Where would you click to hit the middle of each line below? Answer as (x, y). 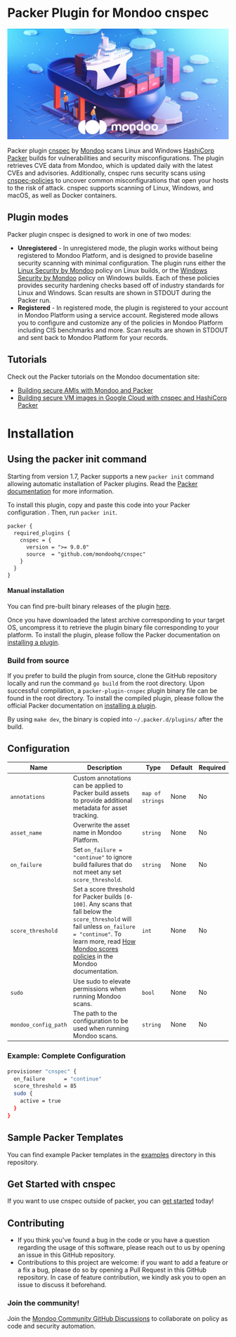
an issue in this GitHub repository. (66, 1255)
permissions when (99, 989)
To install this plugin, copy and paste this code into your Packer (99, 504)
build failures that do (103, 865)
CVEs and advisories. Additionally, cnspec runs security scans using (106, 173)
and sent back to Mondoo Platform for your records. (93, 337)
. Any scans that (109, 904)
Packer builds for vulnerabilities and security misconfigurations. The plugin (116, 158)
